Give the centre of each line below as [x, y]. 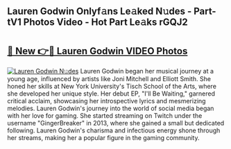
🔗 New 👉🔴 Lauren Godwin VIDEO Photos [97, 51]
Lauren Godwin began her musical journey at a [147, 71]
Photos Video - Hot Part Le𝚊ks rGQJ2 [106, 23]
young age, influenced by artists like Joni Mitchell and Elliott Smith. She [109, 79]
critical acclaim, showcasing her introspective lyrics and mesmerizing [106, 101]
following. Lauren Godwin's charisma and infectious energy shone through [114, 130]
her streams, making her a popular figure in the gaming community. [103, 138]
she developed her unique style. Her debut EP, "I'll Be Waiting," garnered [111, 94]
